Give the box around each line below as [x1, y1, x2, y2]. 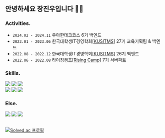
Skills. [5, 69, 21, 76]
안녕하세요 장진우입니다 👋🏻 [5, 4, 84, 13]
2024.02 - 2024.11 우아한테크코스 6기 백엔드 [12, 32, 101, 38]
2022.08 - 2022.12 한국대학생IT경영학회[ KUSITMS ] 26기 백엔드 [12, 50, 139, 56]
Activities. [5, 20, 31, 27]
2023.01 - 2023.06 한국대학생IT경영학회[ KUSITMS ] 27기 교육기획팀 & [12, 38, 151, 44]
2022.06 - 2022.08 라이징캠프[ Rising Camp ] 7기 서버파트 [12, 57, 126, 63]
